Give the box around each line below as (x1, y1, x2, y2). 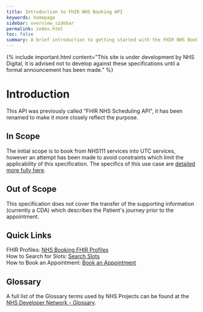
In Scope (6, 131, 40, 142)
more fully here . (6, 167, 46, 174)
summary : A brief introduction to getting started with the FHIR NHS (6, 37, 185, 43)
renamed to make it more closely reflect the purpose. (6, 113, 139, 121)
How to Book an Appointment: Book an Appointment (6, 259, 137, 266)
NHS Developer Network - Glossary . (6, 299, 97, 307)
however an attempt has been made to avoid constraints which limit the (6, 153, 184, 161)
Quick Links (6, 230, 52, 240)
